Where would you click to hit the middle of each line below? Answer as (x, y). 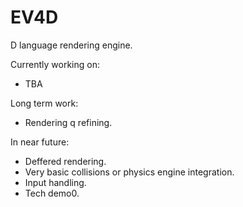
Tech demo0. (52, 193)
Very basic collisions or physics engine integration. (129, 172)
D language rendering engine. (71, 45)
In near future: (40, 142)
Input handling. (55, 182)
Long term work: (44, 103)
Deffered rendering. (65, 161)
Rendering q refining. (68, 122)
